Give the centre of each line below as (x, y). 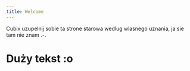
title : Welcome (25, 12)
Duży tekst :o (40, 58)
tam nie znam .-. (26, 35)
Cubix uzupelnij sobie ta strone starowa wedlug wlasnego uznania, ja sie (95, 28)
